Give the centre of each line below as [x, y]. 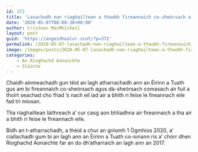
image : [14, 50]
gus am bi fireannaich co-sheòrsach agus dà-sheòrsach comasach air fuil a [98, 89]
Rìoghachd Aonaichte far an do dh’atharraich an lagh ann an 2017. [86, 143]
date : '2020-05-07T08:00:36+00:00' [50, 22]
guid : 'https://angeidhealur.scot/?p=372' [59, 39]
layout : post [22, 33]
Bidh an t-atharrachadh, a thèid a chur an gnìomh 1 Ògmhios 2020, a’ [90, 130]
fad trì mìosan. [24, 102]
